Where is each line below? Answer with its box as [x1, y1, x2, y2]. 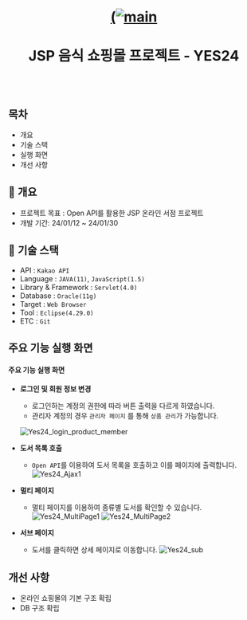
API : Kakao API [19, 265, 70, 275]
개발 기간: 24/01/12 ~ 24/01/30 [19, 218, 119, 227]
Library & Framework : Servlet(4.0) [19, 282, 138, 292]
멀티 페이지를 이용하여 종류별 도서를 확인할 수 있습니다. [31, 503, 202, 512]
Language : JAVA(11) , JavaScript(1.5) [19, 273, 145, 283]
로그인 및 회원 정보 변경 [19, 384, 92, 394]
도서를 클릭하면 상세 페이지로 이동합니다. [31, 545, 158, 555]
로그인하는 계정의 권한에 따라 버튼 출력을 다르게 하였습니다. [31, 401, 215, 410]
